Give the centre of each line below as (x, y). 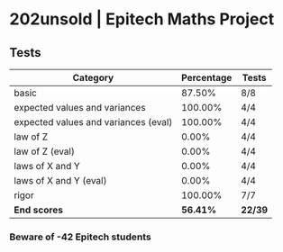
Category (93, 78)
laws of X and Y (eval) (60, 180)
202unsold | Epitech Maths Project (142, 19)
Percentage (207, 78)
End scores (38, 210)
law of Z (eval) (44, 151)
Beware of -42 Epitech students (80, 237)
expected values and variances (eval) (93, 122)
